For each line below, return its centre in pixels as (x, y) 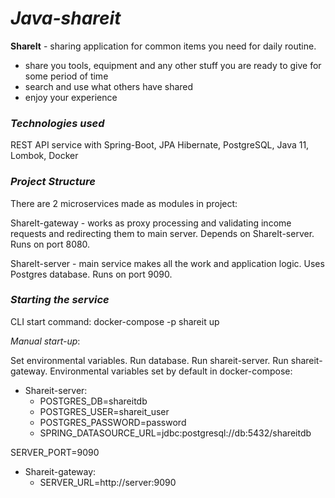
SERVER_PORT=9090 (55, 452)
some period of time (66, 76)
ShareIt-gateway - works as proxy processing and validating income (151, 223)
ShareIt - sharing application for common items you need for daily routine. (163, 46)
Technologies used (57, 123)
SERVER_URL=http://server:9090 (108, 482)
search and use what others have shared (109, 86)
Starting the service (60, 300)
